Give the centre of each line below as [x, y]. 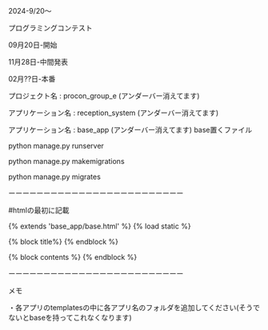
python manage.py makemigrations [67, 161]
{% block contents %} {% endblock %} [73, 257]
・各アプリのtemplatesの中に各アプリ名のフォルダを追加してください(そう [131, 308]
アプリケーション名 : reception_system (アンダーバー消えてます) [114, 113]
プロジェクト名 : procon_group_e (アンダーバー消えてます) [104, 96]
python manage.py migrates [55, 177]
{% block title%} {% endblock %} [63, 242]
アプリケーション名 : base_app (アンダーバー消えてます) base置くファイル [130, 130]
